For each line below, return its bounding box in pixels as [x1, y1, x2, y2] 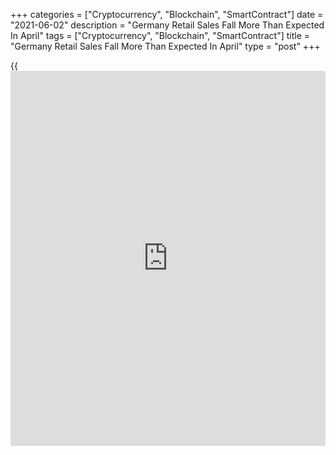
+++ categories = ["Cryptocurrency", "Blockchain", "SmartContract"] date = [10, 9, 324, 20]
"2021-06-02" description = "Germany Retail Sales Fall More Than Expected [10, 19, 325, 31]
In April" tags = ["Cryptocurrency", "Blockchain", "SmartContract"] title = [10, 30, 310, 41]
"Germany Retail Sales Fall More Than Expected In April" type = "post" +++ [10, 40, 321, 52]
